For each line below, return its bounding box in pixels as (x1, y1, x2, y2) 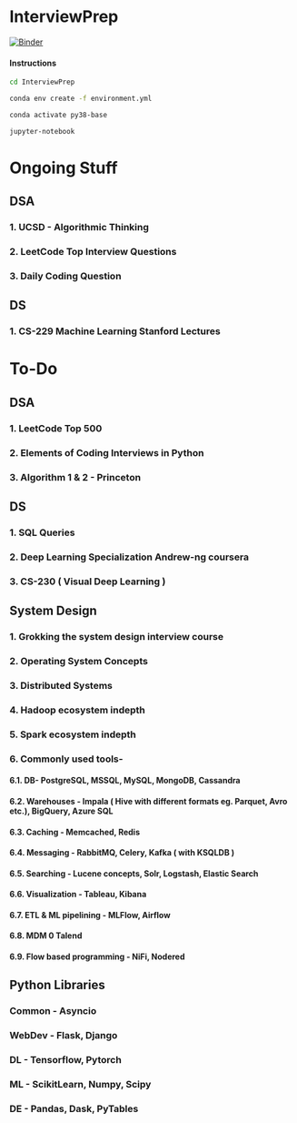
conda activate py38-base (9, 110, 107, 119)
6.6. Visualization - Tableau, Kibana (9, 889, 147, 900)
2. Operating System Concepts (9, 655, 148, 668)
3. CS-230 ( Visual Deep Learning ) (9, 575, 166, 588)
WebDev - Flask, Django (9, 1029, 118, 1042)
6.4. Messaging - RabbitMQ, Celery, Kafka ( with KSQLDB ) (9, 847, 235, 858)
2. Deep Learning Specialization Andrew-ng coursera (9, 551, 250, 563)
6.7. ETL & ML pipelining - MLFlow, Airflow (9, 909, 171, 920)
